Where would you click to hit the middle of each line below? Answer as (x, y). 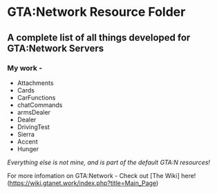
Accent (27, 142)
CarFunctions (36, 97)
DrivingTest (34, 127)
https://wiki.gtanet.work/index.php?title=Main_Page (83, 183)
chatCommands (40, 105)
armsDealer (34, 112)
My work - (25, 68)
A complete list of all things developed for (99, 38)
